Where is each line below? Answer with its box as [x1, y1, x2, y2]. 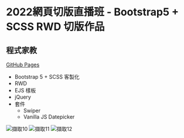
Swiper [23, 107, 41, 114]
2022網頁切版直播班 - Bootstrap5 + [6, 5, 179, 19]
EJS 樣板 [14, 87, 36, 94]
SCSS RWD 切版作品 [6, 20, 105, 33]
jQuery [14, 93, 31, 100]
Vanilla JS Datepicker [23, 113, 75, 120]
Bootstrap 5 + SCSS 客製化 [14, 73, 80, 80]
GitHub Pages [6, 61, 40, 68]
